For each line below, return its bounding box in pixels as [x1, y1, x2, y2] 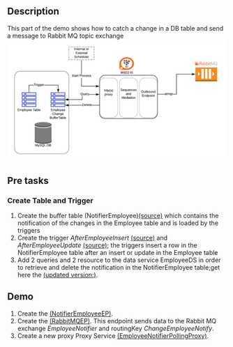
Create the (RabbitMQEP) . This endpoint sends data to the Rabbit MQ [17, 316, 217, 325]
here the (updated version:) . [17, 271, 98, 279]
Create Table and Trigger [7, 195, 93, 205]
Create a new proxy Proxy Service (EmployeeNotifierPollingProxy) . [17, 331, 209, 340]
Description [7, 6, 59, 17]
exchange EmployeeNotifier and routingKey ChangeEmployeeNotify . [17, 324, 214, 332]
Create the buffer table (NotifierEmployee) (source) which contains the [17, 212, 219, 220]
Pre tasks [7, 174, 49, 187]
